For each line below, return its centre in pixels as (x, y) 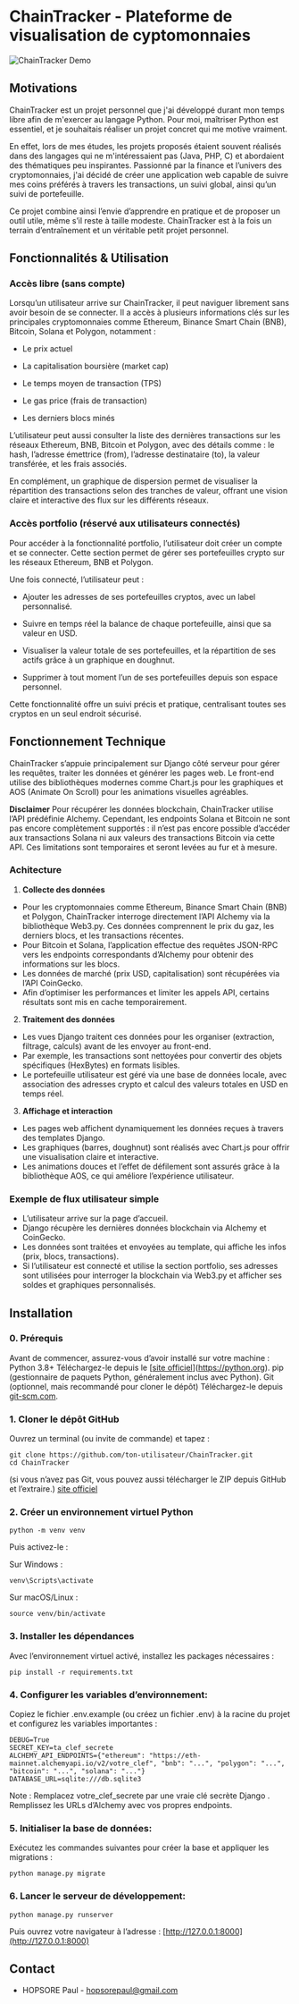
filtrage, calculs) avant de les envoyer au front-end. (116, 1046)
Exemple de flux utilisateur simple (84, 1198)
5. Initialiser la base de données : (81, 1828)
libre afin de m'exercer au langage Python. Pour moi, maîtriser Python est (144, 119)
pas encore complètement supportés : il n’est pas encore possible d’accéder (150, 828)
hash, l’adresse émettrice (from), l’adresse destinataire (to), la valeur (135, 454)
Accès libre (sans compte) (67, 283)
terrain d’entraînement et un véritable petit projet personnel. (119, 230)
